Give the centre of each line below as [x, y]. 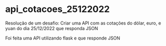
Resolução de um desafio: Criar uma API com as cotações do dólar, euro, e [83, 23]
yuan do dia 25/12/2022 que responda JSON [52, 28]
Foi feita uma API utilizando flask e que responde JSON [63, 38]
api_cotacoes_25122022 [58, 9]
